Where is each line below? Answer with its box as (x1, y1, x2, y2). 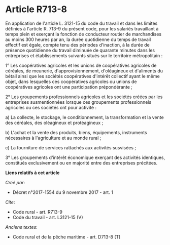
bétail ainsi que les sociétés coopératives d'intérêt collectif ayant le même (5, 73, 160, 79)
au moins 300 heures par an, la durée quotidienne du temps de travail (5, 36, 151, 43)
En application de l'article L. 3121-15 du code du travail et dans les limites (5, 20, 158, 26)
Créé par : (5, 179, 25, 185)
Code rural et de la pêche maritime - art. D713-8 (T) (12, 234, 121, 240)
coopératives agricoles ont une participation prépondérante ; (5, 84, 133, 90)
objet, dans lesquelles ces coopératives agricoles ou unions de (5, 78, 137, 85)
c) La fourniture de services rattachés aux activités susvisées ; (5, 144, 136, 150)
